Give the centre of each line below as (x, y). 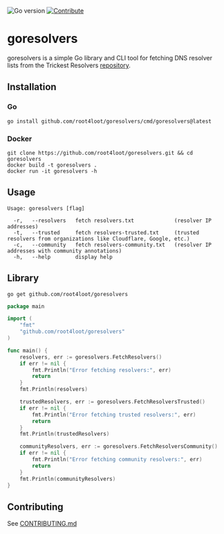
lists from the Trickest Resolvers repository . (69, 65)
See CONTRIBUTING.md (42, 524)
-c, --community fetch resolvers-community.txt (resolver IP (113, 245)
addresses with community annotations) (65, 251)
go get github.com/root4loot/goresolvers (68, 294)
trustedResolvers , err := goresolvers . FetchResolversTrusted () (113, 402)
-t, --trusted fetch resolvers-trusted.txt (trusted (106, 232)
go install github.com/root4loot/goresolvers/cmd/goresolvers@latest (110, 121)
